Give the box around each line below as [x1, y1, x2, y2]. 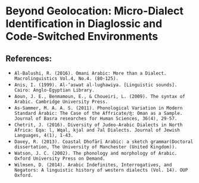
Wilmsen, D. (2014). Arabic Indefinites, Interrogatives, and [14, 162, 172, 168]
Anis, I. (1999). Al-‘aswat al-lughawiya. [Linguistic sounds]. [14, 82, 178, 88]
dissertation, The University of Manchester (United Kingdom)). [14, 144, 178, 150]
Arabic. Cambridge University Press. [14, 99, 108, 105]
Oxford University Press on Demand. [14, 155, 105, 161]
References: [5, 53, 52, 63]
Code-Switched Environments [5, 30, 158, 43]
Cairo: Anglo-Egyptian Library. [14, 87, 95, 93]
